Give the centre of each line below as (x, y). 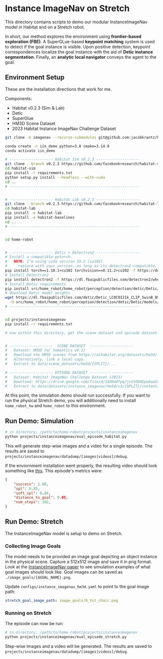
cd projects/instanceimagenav (36, 320)
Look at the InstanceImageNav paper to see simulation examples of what (78, 567)
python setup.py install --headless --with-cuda (55, 177)
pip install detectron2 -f (32, 279)
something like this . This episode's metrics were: (54, 470)
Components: (19, 98)
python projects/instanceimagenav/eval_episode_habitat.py (66, 437)
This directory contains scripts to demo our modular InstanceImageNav (76, 22)
